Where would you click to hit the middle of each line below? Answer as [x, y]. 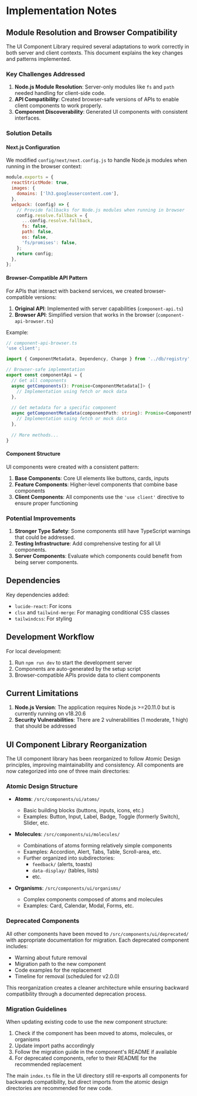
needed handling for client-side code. [60, 93]
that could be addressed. [45, 537]
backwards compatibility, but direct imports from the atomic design [87, 1082]
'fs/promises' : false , [49, 242]
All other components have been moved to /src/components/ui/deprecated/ [98, 934]
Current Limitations [43, 693]
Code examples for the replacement [58, 970]
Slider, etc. [36, 823]
